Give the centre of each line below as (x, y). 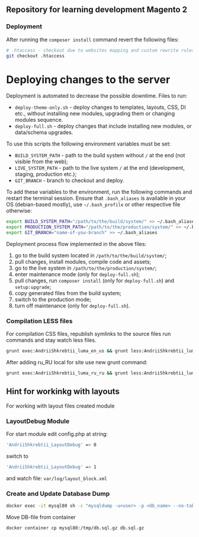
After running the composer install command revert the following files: (93, 39)
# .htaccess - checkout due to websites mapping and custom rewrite (92, 50)
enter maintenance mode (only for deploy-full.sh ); (77, 274)
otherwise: (19, 211)
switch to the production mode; (53, 299)
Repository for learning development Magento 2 (97, 10)
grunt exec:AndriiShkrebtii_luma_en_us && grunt (67, 351)
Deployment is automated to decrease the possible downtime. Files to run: (97, 96)
